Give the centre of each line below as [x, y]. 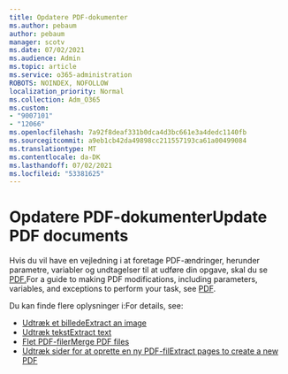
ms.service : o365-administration [71, 75]
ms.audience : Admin [45, 58]
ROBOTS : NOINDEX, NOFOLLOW [59, 83]
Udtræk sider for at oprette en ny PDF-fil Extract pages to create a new [150, 351]
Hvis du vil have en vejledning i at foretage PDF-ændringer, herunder [135, 261]
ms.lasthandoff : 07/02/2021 [61, 165]
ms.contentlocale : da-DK [55, 157]
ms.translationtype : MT [53, 149]
